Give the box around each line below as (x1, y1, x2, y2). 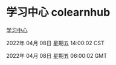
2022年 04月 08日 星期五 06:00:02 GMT (6, 52, 108, 59)
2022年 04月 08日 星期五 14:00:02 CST (6, 39, 105, 46)
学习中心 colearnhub (6, 5, 111, 19)
